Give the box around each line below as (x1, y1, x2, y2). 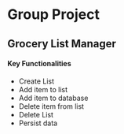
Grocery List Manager (7, 37, 117, 50)
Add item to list (18, 84, 68, 94)
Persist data (18, 118, 58, 128)
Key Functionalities (7, 59, 71, 69)
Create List (18, 76, 55, 86)
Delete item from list (18, 101, 84, 111)
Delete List (18, 110, 54, 119)
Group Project (7, 6, 100, 24)
